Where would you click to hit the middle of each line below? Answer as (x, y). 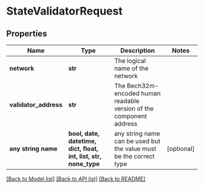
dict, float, (83, 149)
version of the (134, 109)
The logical (130, 61)
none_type (84, 164)
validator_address (36, 105)
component (131, 116)
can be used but (138, 141)
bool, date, (84, 133)
